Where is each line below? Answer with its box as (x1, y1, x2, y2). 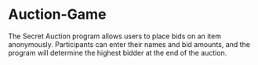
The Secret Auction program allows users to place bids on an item (8, 31, 222, 41)
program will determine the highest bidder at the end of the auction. (8, 48, 227, 57)
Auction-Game (8, 5, 107, 23)
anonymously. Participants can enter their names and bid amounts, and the (8, 39, 251, 49)
